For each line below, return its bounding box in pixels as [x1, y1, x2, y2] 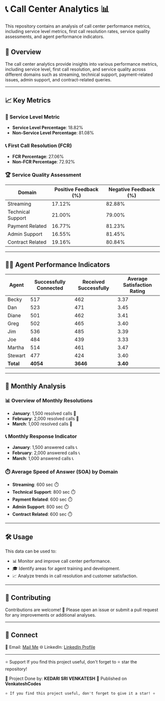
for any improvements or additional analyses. [5, 612, 96, 618]
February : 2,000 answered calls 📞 [12, 449, 80, 456]
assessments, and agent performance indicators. [5, 34, 105, 39]
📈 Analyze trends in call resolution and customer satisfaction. [12, 573, 137, 579]
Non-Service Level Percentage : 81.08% [12, 130, 94, 136]
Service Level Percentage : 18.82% [12, 125, 83, 131]
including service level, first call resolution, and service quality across [5, 66, 146, 72]
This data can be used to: [5, 548, 57, 554]
